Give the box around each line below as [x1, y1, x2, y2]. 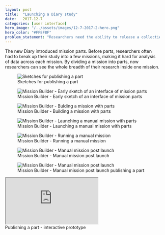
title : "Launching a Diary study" [5, 12, 78, 17]
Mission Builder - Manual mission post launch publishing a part [17, 167, 145, 173]
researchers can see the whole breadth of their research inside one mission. [5, 64, 160, 69]
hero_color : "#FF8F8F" [5, 30, 52, 35]
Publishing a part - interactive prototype [5, 224, 86, 230]
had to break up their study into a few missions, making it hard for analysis [5, 53, 156, 59]
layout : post [5, 7, 32, 12]
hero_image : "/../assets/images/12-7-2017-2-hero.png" [5, 26, 120, 31]
